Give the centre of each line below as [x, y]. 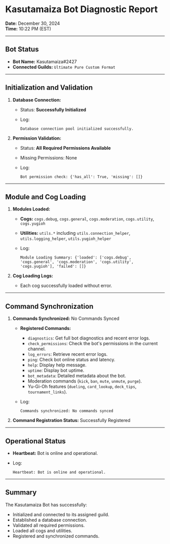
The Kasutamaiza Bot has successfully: [46, 505]
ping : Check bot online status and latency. [71, 360]
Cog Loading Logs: [33, 276]
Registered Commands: [46, 328]
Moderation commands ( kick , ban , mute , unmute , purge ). [85, 381]
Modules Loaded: [31, 209]
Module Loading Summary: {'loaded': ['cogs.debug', [76, 258]
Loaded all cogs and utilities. [42, 530]
